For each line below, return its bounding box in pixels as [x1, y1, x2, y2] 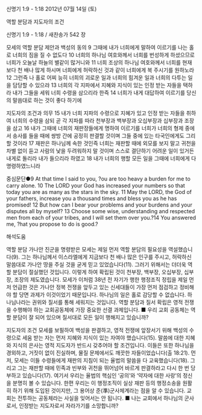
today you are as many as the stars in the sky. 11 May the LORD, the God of [6, 188, 192, 195]
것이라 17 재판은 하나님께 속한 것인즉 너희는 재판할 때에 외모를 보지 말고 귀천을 [12, 140, 196, 147]
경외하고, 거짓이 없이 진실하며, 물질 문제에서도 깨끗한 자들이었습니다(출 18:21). [6, 349, 190, 356]
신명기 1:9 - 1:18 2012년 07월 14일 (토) [6, 5, 97, 12]
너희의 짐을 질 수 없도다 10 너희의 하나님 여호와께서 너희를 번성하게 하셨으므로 [12, 51, 195, 59]
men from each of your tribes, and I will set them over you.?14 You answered [6, 214, 197, 221]
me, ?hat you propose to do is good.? [6, 220, 98, 228]
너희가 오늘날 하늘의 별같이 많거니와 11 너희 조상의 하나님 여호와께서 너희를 [6, 59, 181, 66]
